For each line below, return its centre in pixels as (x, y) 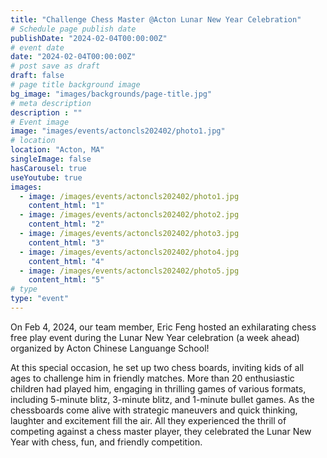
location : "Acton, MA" (57, 150)
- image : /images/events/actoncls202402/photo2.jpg (129, 215)
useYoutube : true (46, 177)
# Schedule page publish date (73, 29)
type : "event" (40, 299)
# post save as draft (55, 66)
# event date (37, 47)
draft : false (37, 76)
